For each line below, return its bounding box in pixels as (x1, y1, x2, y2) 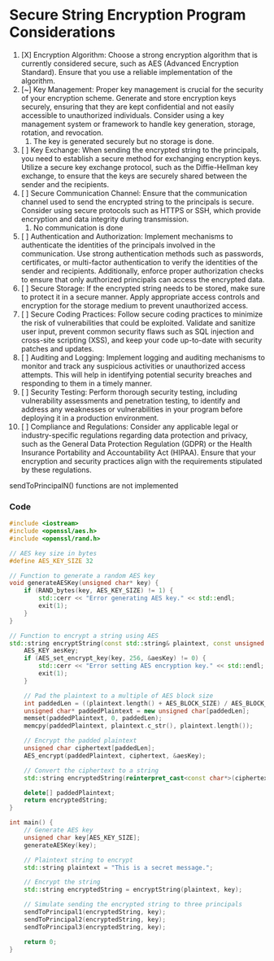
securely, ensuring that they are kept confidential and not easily (20, 102, 235, 111)
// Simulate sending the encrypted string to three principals (24, 901, 243, 909)
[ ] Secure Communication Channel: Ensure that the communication (20, 188, 247, 198)
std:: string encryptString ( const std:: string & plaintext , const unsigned (9, 639, 265, 648)
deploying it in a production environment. (20, 413, 159, 422)
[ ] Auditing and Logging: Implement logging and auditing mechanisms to (20, 352, 265, 362)
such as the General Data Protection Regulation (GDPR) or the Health (20, 439, 253, 448)
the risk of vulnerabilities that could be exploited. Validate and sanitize (20, 317, 256, 327)
